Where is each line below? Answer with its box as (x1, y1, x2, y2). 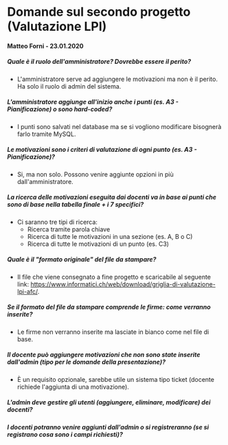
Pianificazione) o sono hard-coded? (7, 105, 113, 113)
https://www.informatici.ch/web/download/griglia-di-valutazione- (30, 279, 216, 288)
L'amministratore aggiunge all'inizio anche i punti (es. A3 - (7, 98, 179, 106)
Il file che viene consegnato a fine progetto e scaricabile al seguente (16, 273, 212, 281)
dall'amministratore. (16, 177, 73, 185)
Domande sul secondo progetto (7, 4, 191, 20)
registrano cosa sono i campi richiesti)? (7, 430, 124, 438)
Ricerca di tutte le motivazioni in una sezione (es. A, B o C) (27, 232, 193, 240)
